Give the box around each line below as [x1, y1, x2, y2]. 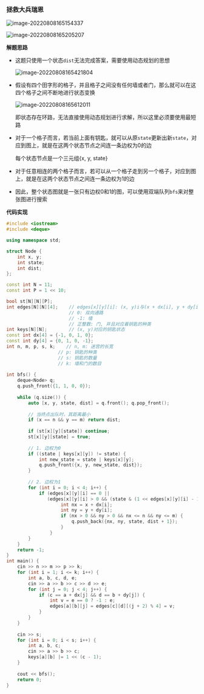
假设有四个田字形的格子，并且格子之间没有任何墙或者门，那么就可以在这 [15, 81, 196, 89]
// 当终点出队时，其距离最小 [28, 411, 91, 417]
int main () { [6, 558, 39, 564]
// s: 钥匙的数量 [58, 355, 97, 361]
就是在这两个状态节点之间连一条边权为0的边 [41, 141, 152, 149]
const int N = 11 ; [6, 282, 53, 288]
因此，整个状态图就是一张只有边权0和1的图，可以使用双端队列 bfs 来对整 [15, 188, 194, 196]
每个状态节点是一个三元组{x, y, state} [15, 155, 108, 162]
